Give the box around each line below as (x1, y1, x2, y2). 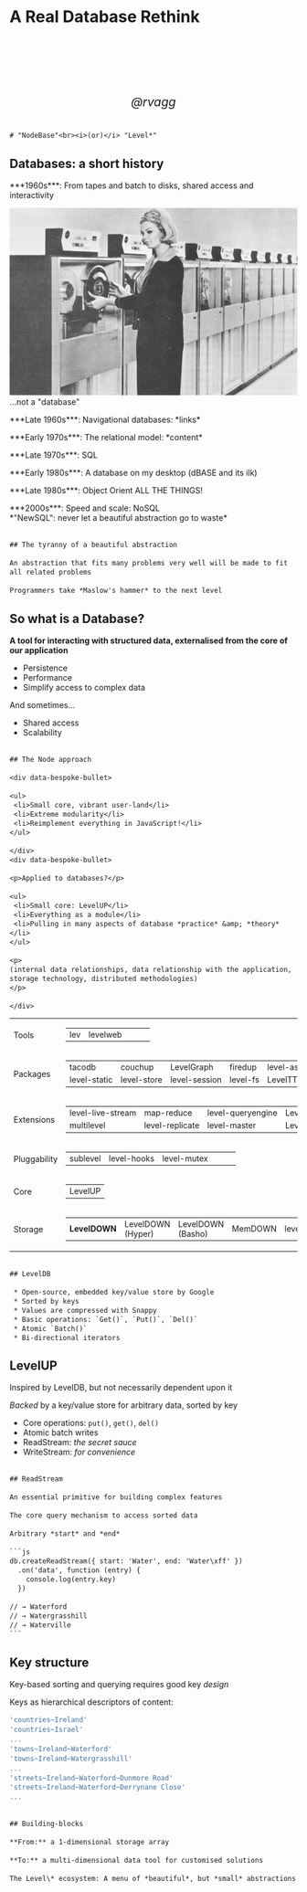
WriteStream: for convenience (22, 1446, 136, 1458)
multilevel (69, 1120, 106, 1131)
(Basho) (177, 1228, 208, 1239)
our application (9, 645, 69, 656)
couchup (120, 1062, 154, 1073)
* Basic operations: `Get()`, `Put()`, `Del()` (13, 1315, 198, 1324)
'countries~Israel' (9, 1725, 84, 1735)
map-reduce (143, 1107, 193, 1118)
